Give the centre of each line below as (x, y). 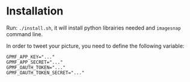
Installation (35, 11)
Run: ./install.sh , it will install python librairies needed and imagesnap (94, 28)
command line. (25, 34)
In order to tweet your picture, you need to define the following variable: (95, 46)
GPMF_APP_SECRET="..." (35, 62)
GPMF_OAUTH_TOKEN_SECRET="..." (45, 73)
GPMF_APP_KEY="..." (31, 57)
